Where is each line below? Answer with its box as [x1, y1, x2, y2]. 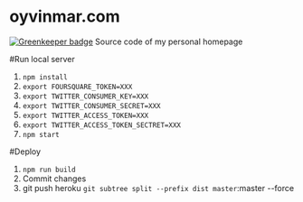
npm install [22, 72, 68, 82]
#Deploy [9, 146, 42, 157]
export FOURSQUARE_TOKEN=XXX [22, 82, 133, 91]
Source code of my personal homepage [94, 36, 243, 47]
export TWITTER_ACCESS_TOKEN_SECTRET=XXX [22, 120, 181, 130]
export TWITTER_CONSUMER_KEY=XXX [22, 92, 149, 101]
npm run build [22, 165, 76, 174]
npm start [22, 130, 61, 139]
